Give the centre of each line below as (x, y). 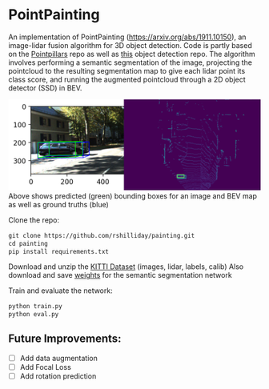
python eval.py (34, 315)
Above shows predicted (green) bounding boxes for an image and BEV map (133, 196)
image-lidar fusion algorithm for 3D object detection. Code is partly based (130, 45)
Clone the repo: (34, 220)
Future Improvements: (65, 339)
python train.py (35, 307)
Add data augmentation (58, 358)
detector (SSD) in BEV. (45, 88)
